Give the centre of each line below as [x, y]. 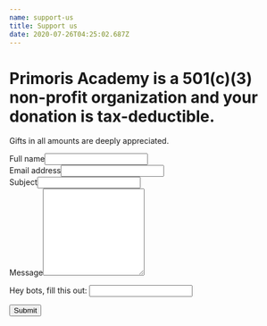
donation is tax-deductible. [112, 116]
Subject [23, 182]
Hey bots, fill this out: [48, 290]
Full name [27, 159]
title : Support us [43, 26]
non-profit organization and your [134, 97]
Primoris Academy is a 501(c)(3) [131, 78]
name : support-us [42, 17]
